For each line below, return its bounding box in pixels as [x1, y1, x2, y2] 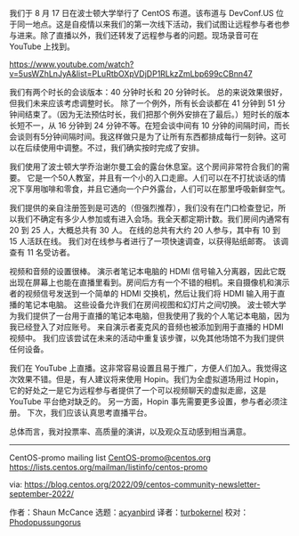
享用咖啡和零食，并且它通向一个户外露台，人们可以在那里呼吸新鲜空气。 [24, 183, 290, 194]
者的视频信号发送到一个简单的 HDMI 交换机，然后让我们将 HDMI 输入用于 [9, 288, 278, 298]
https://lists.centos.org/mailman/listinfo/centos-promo [9, 462, 208, 472]
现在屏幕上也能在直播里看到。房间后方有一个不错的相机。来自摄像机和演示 [16, 277, 290, 288]
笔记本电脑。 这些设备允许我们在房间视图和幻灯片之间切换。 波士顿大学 [24, 299, 287, 310]
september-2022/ [9, 489, 74, 499]
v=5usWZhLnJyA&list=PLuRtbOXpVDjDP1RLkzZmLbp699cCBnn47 [9, 69, 253, 78]
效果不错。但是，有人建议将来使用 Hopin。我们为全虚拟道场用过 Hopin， [16, 374, 283, 385]
